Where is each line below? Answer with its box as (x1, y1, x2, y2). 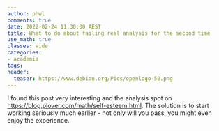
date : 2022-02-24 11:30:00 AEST (7, 23, 101, 30)
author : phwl (7, 10, 45, 17)
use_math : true (7, 36, 52, 43)
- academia (7, 56, 39, 63)
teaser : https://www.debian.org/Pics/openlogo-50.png (13, 75, 173, 82)
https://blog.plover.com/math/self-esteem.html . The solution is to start (7, 102, 209, 110)
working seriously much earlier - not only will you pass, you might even (7, 109, 212, 117)
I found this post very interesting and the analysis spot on (7, 94, 172, 102)
